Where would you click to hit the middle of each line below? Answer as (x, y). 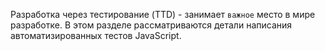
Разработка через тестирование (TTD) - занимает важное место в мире (163, 14)
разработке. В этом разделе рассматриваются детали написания (151, 25)
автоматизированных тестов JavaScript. (96, 35)
